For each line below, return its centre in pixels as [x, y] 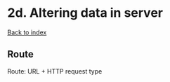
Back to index [27, 32]
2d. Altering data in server [85, 13]
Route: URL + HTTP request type [55, 71]
